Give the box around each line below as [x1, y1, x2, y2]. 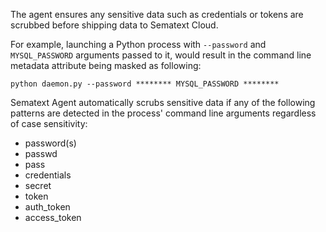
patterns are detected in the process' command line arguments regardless [10, 107, 317, 119]
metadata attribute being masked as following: [10, 60, 202, 71]
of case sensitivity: [10, 118, 88, 129]
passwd [24, 148, 58, 159]
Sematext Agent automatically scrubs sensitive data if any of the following [10, 97, 316, 108]
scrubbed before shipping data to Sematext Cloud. [10, 19, 219, 31]
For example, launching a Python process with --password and [10, 39, 267, 50]
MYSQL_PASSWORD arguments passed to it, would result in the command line [10, 49, 312, 61]
